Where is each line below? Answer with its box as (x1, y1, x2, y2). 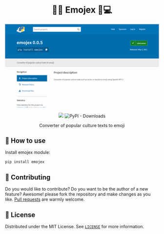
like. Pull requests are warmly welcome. (5, 196, 85, 202)
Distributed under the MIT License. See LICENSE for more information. (5, 223, 144, 229)
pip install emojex (5, 160, 45, 165)
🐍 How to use (5, 137, 46, 145)
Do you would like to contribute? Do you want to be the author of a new (5, 186, 148, 192)
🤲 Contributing (5, 173, 51, 181)
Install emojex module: (5, 149, 50, 155)
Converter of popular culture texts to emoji (39, 122, 125, 128)
